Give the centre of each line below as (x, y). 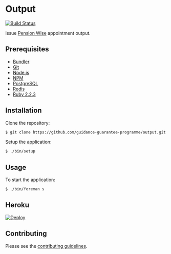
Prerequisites (27, 49)
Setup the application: (28, 142)
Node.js (21, 72)
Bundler (21, 62)
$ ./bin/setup (20, 151)
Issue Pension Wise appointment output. (48, 33)
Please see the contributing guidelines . (46, 246)
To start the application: (30, 180)
